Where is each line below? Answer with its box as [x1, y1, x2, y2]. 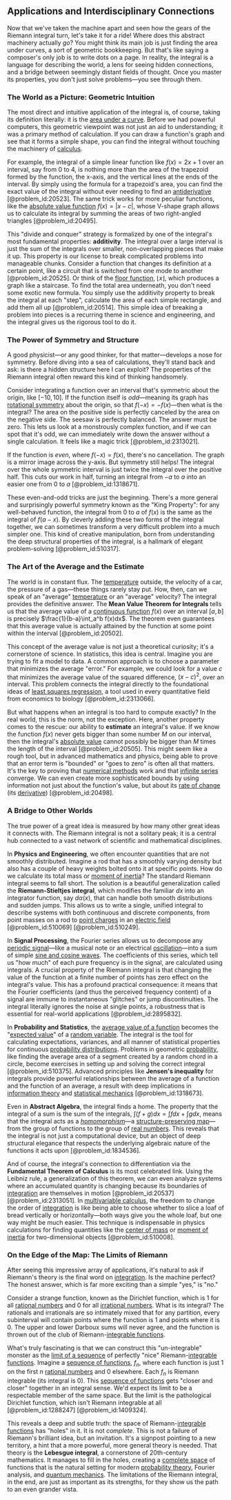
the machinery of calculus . [7, 145, 83, 153]
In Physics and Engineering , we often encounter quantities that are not [7, 850, 210, 858]
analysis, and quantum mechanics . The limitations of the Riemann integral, [7, 1470, 219, 1479]
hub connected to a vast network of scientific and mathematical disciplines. [7, 836, 222, 844]
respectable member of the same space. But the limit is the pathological [7, 1391, 212, 1399]
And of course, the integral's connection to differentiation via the [7, 1159, 191, 1168]
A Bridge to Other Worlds [7, 806, 93, 816]
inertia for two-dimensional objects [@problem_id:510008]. [7, 1232, 175, 1241]
